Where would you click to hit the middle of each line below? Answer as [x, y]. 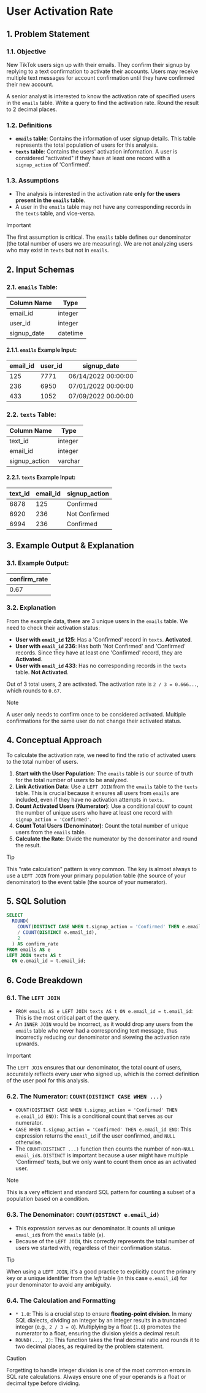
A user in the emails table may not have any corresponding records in [103, 207]
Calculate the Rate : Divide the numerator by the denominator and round [106, 839]
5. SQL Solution [36, 902]
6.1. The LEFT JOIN [33, 998]
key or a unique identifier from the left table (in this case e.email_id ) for [97, 1278]
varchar [69, 460]
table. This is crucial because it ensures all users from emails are [97, 793]
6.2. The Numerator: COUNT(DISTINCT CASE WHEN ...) [85, 1096]
